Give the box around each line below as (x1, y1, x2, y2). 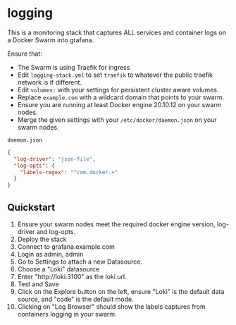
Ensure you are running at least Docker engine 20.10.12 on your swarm (17, 100, 222, 109)
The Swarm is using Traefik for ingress (17, 63, 130, 71)
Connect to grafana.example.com (17, 243, 115, 251)
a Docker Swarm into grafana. (7, 35, 94, 44)
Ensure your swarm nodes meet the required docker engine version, (17, 220, 216, 228)
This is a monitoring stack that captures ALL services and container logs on (7, 28, 227, 37)
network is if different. (17, 78, 82, 86)
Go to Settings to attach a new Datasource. (17, 257, 143, 266)
